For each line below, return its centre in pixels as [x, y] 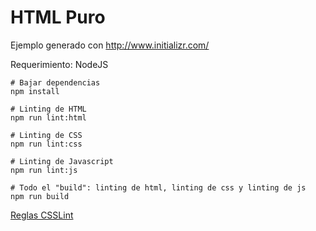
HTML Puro [58, 17]
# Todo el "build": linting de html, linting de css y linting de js [158, 187]
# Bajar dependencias [55, 82]
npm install [35, 91]
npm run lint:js [44, 170]
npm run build [40, 196]
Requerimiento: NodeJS [59, 64]
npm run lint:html [48, 117]
